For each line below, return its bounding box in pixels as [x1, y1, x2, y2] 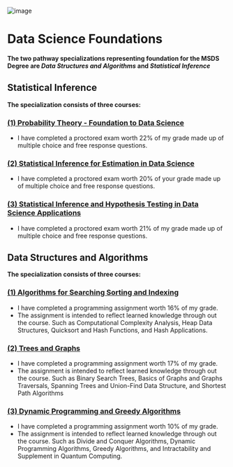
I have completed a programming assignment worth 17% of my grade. [17, 359, 218, 368]
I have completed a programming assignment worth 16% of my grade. [17, 303, 218, 312]
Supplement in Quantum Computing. [17, 452, 123, 461]
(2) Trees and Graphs [7, 343, 81, 353]
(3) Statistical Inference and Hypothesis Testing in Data [7, 199, 199, 209]
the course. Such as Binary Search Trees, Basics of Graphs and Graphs [17, 374, 223, 382]
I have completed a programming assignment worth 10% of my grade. [17, 422, 218, 431]
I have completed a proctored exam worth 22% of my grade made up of [17, 134, 225, 143]
